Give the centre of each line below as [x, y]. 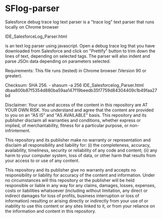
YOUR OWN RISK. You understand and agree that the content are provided [79, 110]
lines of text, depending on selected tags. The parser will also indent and [78, 56]
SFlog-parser [32, 8]
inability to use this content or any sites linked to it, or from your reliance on [80, 206]
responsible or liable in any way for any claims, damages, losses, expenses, [80, 185]
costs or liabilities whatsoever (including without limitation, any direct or [76, 190]
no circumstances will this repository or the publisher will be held [70, 180]
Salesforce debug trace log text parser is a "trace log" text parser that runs [80, 22]
